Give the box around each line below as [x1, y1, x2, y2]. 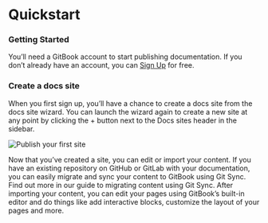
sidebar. [8, 123, 35, 133]
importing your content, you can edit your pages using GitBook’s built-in [8, 189, 245, 198]
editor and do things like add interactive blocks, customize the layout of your [8, 197, 260, 206]
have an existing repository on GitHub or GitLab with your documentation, [8, 163, 250, 173]
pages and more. [8, 205, 65, 215]
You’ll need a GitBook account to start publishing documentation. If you [8, 52, 242, 61]
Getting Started [8, 34, 69, 45]
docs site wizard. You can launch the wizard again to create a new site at [8, 107, 248, 116]
